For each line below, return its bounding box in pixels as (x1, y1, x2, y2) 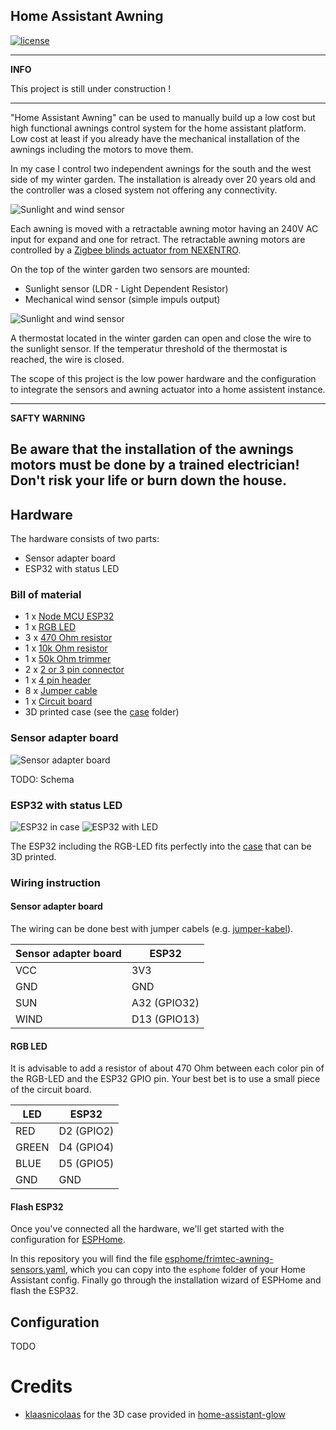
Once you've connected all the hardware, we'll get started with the (10, 1223, 285, 1235)
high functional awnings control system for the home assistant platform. (10, 122, 307, 134)
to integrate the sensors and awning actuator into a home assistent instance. (10, 383, 326, 395)
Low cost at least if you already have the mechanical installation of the (10, 132, 300, 144)
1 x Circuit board (24, 695, 93, 708)
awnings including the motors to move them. (10, 143, 194, 155)
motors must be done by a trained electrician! (10, 457, 300, 474)
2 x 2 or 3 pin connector (24, 664, 125, 676)
